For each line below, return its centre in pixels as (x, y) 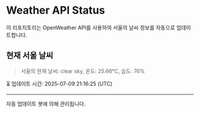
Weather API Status (56, 10)
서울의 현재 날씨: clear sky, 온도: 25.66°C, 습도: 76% (83, 71)
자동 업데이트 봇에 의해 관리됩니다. (46, 103)
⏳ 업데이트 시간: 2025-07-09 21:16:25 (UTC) (60, 83)
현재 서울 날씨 (30, 56)
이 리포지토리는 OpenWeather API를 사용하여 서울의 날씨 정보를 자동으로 (91, 27)
